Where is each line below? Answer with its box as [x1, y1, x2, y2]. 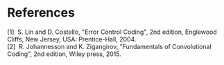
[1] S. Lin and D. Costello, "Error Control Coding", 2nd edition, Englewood [7, 28, 217, 36]
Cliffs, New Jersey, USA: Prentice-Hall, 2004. [7, 35, 137, 43]
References [7, 5, 75, 21]
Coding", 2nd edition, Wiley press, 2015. [7, 50, 121, 58]
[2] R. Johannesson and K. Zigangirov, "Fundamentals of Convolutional [7, 42, 212, 50]
